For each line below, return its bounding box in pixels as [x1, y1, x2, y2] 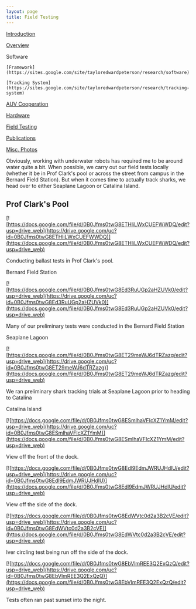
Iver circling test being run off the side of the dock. [6, 549, 129, 556]
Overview [6, 42, 29, 49]
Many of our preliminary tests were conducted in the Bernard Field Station [6, 322, 185, 329]
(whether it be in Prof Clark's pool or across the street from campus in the [6, 170, 184, 177]
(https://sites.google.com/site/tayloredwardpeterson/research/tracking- [6, 85, 190, 91]
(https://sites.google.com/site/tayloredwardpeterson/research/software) [6, 69, 190, 75]
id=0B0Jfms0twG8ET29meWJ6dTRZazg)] [6, 364, 108, 371]
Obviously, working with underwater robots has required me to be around [6, 157, 183, 164]
